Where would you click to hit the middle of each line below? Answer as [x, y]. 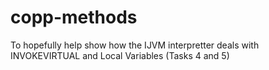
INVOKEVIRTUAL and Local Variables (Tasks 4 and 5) [120, 55]
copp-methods [74, 17]
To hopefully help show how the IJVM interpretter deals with [135, 45]
